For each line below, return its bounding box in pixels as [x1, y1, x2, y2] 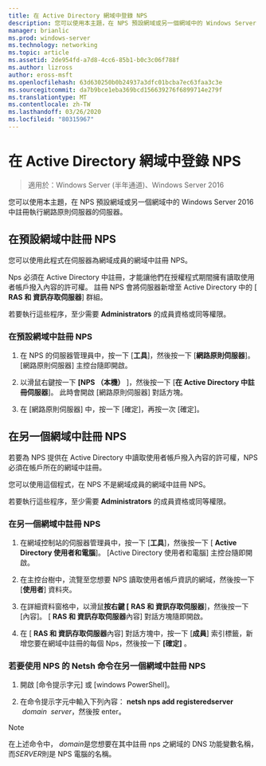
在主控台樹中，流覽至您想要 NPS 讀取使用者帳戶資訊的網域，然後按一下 [19, 575, 255, 584]
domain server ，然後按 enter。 [22, 707, 126, 717]
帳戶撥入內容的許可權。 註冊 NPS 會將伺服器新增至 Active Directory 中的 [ [14, 282, 257, 292]
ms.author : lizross [8, 64, 73, 72]
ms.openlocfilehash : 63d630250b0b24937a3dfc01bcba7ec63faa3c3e [8, 78, 223, 86]
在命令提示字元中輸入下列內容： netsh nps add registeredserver [19, 697, 233, 706]
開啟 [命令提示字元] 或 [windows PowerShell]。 [19, 680, 174, 689]
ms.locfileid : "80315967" [8, 116, 94, 124]
